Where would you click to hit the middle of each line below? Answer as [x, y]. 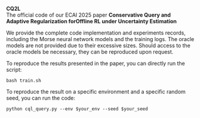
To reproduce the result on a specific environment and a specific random [96, 91]
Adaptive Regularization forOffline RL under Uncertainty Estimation [92, 21]
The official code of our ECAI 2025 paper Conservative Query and [89, 15]
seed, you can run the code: [41, 98]
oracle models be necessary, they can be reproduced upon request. [90, 52]
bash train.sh [24, 80]
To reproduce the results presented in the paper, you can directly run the [96, 63]
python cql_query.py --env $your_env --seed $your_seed [77, 109]
